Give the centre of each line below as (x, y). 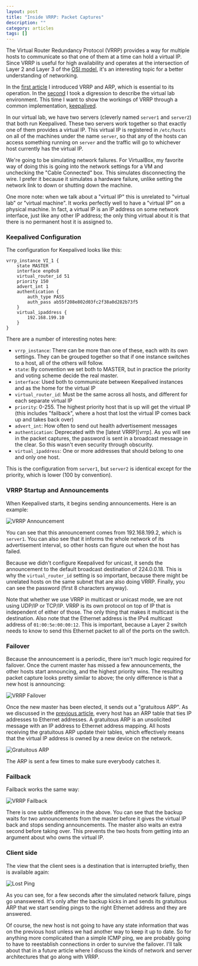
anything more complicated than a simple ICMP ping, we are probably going (98, 938)
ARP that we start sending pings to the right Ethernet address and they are (96, 907)
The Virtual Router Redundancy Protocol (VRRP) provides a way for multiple (98, 50)
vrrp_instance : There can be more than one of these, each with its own (101, 351)
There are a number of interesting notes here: (61, 339)
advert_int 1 (33, 287)
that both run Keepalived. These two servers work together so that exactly (96, 124)
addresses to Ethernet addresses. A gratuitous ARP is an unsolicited (89, 719)
